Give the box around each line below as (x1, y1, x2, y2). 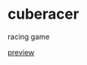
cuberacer (7, 5, 80, 24)
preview (7, 47, 35, 57)
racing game (7, 32, 50, 41)
